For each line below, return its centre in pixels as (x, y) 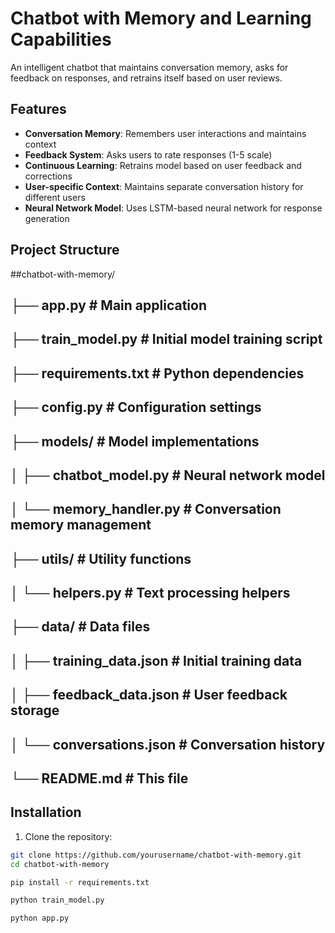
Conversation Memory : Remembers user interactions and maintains (165, 133)
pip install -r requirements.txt (80, 882)
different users (55, 197)
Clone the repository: (68, 836)
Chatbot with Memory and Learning (161, 18)
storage (35, 710)
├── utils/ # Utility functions (101, 558)
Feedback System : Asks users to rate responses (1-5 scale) (148, 154)
